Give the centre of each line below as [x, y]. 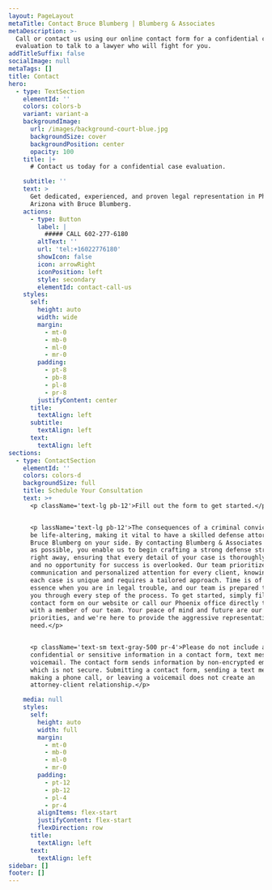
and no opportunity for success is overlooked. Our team [128, 565]
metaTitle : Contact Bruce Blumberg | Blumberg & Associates [112, 24]
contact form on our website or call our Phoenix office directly [144, 603]
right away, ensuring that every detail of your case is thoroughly [148, 558]
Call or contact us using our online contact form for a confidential [137, 39]
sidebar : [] [28, 866]
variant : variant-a [56, 114]
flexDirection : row [70, 828]
